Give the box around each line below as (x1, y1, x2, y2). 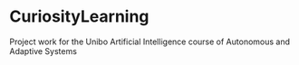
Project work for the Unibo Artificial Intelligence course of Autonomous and (9, 36, 291, 47)
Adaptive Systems (9, 45, 77, 56)
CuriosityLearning (9, 6, 149, 27)
